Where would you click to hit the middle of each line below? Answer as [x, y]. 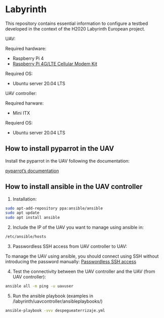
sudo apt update [22, 213]
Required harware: [25, 103]
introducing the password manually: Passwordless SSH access [71, 262]
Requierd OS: [19, 122]
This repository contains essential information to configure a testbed [77, 23]
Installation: [25, 199]
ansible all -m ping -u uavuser [39, 286]
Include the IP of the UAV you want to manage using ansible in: [78, 228]
